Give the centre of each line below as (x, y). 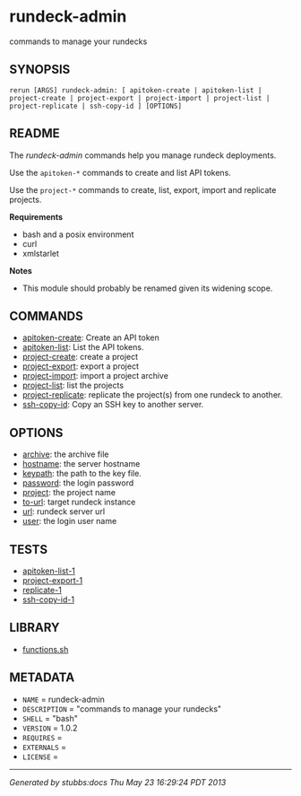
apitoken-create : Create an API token (90, 337)
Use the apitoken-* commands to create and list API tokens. (120, 172)
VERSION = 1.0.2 (50, 728)
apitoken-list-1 (49, 571)
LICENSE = (40, 757)
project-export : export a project (80, 366)
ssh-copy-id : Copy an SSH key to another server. (113, 405)
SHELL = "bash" (50, 718)
